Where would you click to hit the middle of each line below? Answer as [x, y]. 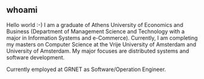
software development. [36, 57]
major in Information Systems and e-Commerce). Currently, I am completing [102, 38]
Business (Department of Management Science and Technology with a [96, 31]
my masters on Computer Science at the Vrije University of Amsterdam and [101, 44]
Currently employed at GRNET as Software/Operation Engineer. [86, 69]
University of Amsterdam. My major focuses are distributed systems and [98, 51]
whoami [22, 10]
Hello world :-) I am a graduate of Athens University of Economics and [95, 24]
